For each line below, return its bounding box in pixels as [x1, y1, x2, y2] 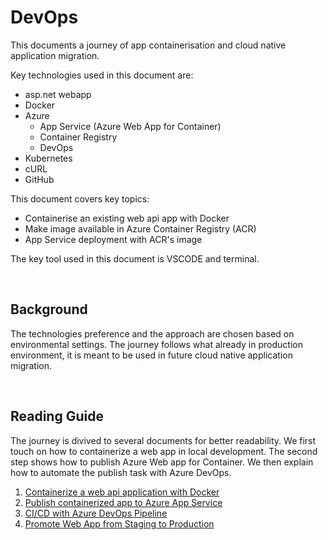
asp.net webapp [24, 88, 92, 100]
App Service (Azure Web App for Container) [39, 120, 222, 132]
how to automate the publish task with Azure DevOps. [10, 466, 232, 478]
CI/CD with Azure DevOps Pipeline [24, 507, 168, 519]
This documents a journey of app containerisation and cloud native [10, 39, 287, 51]
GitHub [24, 173, 55, 185]
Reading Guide [10, 408, 104, 425]
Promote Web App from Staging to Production [24, 517, 215, 530]
